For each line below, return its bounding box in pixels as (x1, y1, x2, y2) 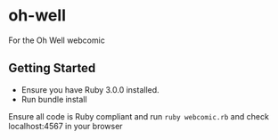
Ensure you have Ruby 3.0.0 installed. (20, 84, 159, 95)
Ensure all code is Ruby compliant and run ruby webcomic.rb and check (8, 111, 269, 121)
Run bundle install (20, 94, 87, 104)
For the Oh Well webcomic (8, 35, 106, 45)
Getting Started (8, 61, 96, 76)
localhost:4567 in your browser (8, 120, 123, 131)
